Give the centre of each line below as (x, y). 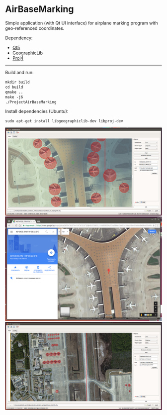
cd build (14, 87)
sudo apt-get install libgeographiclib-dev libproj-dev (64, 121)
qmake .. (14, 92)
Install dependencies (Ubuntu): (37, 111)
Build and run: (19, 72)
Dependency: (19, 38)
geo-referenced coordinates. (35, 28)
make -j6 (14, 97)
